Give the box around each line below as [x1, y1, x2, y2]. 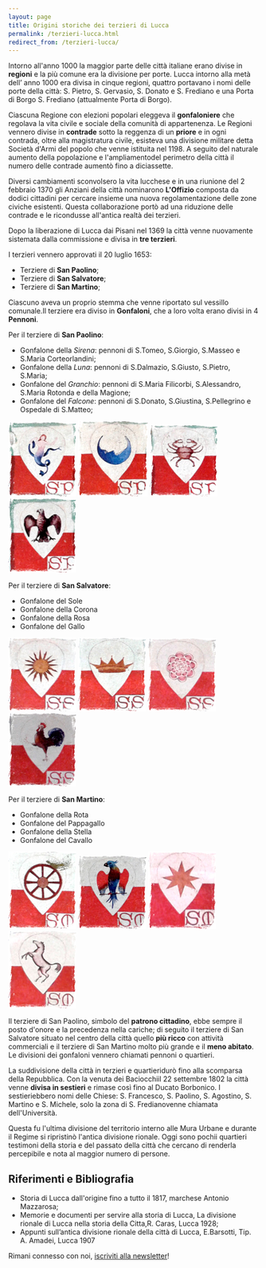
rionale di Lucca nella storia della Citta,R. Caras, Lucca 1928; [19, 1219, 219, 1228]
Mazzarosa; [19, 1202, 59, 1211]
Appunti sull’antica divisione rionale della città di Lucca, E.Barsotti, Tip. [19, 1227, 252, 1237]
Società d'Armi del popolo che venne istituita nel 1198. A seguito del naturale [8, 144, 259, 154]
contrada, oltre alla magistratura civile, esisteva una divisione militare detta [8, 136, 253, 145]
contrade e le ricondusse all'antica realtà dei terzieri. [8, 211, 182, 220]
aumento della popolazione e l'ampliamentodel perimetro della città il [8, 152, 235, 163]
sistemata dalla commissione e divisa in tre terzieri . [8, 234, 178, 244]
